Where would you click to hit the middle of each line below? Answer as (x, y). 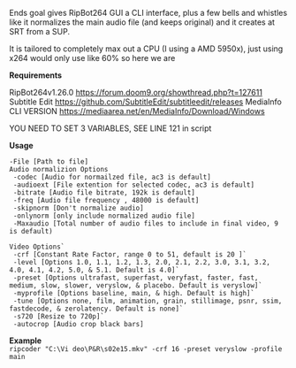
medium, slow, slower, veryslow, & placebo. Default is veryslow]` (136, 286)
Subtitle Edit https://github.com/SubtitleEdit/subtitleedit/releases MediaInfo (146, 102)
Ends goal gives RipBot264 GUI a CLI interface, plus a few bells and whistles (148, 13)
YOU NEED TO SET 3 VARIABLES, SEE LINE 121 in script (110, 128)
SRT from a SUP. (40, 31)
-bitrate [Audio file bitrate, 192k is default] (104, 193)
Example (26, 341)
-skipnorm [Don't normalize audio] (78, 208)
